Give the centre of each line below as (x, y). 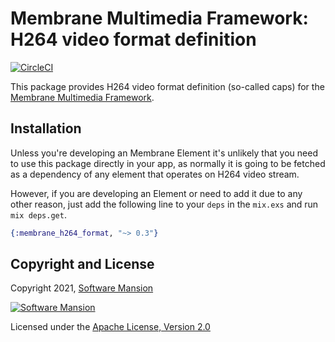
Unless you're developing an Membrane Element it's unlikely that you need (164, 153)
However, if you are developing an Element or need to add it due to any (156, 193)
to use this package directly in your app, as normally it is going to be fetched (168, 163)
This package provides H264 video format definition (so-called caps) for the (167, 86)
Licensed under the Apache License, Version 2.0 (110, 327)
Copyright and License (82, 264)
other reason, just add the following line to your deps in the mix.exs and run (164, 204)
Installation (46, 128)
